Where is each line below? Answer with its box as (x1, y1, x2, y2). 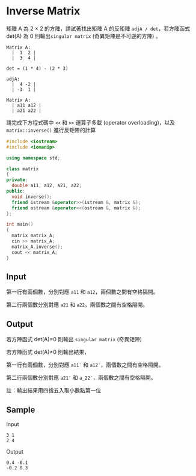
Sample (6, 404, 35, 415)
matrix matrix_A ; (11, 233, 55, 239)
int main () (6, 221, 34, 227)
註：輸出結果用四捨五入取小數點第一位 (6, 387, 101, 394)
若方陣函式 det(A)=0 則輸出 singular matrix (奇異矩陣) (6, 336, 142, 343)
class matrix (6, 165, 39, 172)
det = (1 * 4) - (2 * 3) (6, 65, 69, 72)
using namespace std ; (6, 155, 61, 161)
